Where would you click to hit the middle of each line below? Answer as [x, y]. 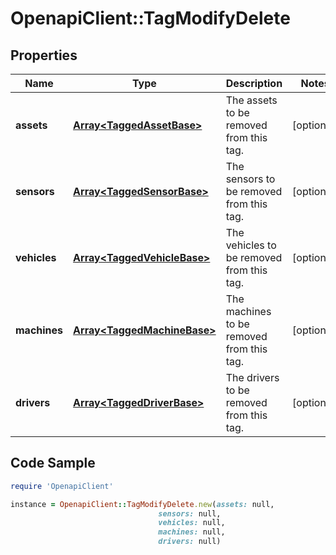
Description [254, 83]
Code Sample [53, 463]
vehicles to [251, 245]
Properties [44, 55]
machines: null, [192, 532]
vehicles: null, [192, 523]
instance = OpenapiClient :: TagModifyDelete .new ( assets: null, [142, 504]
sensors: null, [190, 513]
